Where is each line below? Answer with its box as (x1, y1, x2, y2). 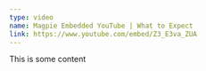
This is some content (9, 54, 87, 65)
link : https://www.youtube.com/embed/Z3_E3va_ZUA (9, 29, 198, 38)
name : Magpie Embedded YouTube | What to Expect (9, 21, 194, 30)
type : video (9, 12, 54, 22)
